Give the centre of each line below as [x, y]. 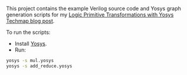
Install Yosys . [31, 44]
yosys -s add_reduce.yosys [39, 66]
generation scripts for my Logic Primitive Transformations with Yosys [90, 15]
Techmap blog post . [30, 21]
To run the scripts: [28, 32]
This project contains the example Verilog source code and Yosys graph [94, 8]
